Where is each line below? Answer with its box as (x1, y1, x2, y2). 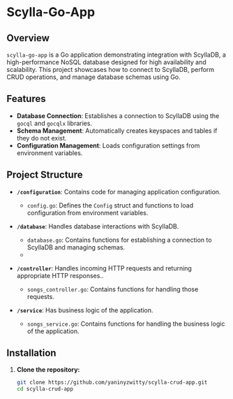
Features (6, 93, 46, 105)
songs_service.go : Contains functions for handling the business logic (27, 319, 225, 328)
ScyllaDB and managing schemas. (27, 242, 126, 252)
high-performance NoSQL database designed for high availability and (6, 58, 206, 66)
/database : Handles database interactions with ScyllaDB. (16, 222, 179, 231)
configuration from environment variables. (27, 208, 149, 217)
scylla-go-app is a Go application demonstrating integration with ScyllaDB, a (6, 50, 226, 59)
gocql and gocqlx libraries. (16, 119, 92, 127)
